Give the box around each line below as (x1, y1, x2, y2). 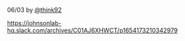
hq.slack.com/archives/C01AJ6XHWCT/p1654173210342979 (7, 27, 178, 34)
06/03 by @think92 (7, 6, 62, 14)
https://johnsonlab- (7, 19, 62, 27)
